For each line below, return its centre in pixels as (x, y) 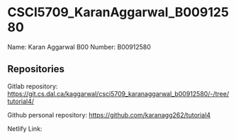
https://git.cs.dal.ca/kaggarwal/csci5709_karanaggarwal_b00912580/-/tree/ (118, 93)
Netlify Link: (25, 129)
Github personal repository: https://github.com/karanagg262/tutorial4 (109, 115)
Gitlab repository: (33, 86)
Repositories (36, 69)
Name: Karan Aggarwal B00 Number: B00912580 (79, 47)
